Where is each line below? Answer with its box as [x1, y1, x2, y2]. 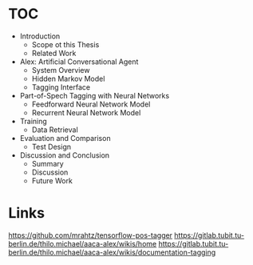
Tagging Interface [31, 82, 90, 92]
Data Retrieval [31, 125, 78, 135]
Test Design [31, 142, 72, 151]
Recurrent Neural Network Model [31, 107, 141, 117]
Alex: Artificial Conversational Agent [19, 57, 139, 66]
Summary [31, 159, 64, 168]
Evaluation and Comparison [19, 133, 111, 143]
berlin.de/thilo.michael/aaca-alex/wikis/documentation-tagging [8, 247, 216, 257]
